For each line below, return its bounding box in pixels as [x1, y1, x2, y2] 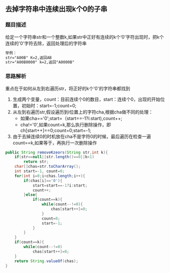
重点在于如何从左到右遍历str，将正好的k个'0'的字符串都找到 [5, 85, 131, 92]
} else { [23, 192, 38, 197]
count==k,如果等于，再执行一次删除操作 [12, 139, 97, 146]
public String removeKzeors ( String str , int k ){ [5, 149, 108, 155]
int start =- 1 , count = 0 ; [14, 169, 65, 174]
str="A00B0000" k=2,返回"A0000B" [5, 60, 75, 65]
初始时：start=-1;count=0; [21, 102, 77, 108]
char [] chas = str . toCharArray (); [14, 164, 81, 169]
